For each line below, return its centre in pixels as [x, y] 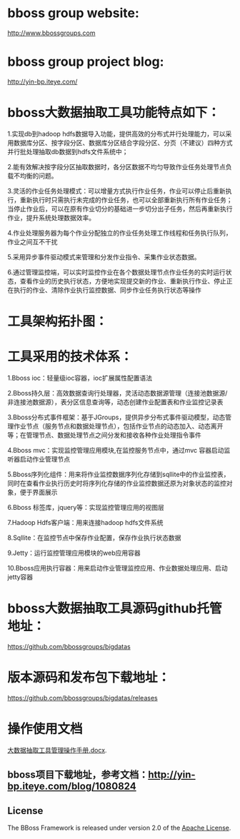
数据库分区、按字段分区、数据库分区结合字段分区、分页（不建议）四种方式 [123, 142]
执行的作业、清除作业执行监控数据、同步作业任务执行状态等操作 [107, 290]
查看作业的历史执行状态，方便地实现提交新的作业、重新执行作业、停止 [123, 281]
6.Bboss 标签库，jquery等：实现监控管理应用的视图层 [86, 507]
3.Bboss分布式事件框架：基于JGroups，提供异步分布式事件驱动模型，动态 [116, 417]
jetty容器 [20, 577]
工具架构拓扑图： [58, 321]
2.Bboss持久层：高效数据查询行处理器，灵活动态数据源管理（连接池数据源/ [117, 393]
